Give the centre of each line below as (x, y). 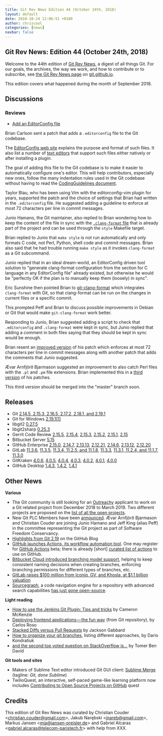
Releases (19, 402)
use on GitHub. (27, 554)
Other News (24, 481)
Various (13, 493)
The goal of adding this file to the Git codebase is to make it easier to (74, 168)
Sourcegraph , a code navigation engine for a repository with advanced (83, 585)
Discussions (24, 99)
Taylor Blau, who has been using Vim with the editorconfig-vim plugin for (78, 192)
